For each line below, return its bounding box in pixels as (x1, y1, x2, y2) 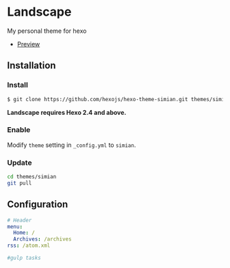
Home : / (13, 230, 36, 237)
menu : (7, 223, 23, 230)
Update (7, 158, 32, 167)
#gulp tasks (7, 254, 41, 262)
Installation (7, 59, 56, 72)
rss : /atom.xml (7, 242, 51, 250)
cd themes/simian (7, 174, 57, 180)
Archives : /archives (13, 236, 72, 243)
